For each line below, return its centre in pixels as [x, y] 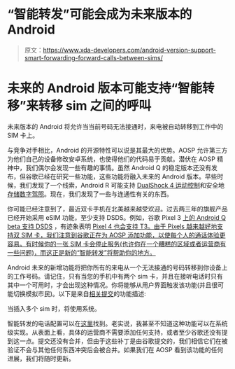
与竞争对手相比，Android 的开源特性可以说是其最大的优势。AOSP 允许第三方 [117, 150]
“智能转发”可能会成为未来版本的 [100, 14]
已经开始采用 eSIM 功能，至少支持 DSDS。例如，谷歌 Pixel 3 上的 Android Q [116, 217]
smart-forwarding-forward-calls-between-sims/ [93, 57]
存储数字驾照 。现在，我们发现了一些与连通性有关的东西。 [90, 194]
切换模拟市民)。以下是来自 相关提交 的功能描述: [80, 293]
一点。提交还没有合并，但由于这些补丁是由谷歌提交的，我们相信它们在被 [123, 341]
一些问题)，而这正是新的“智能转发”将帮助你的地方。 [81, 252]
